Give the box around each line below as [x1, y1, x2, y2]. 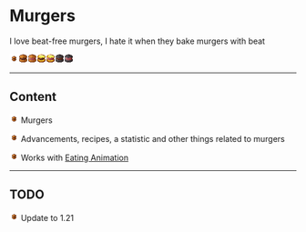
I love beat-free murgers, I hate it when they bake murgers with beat [9, 35, 266, 46]
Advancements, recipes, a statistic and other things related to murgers [20, 133, 285, 144]
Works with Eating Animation [20, 152, 129, 163]
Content [9, 89, 57, 105]
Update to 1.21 [20, 212, 75, 223]
